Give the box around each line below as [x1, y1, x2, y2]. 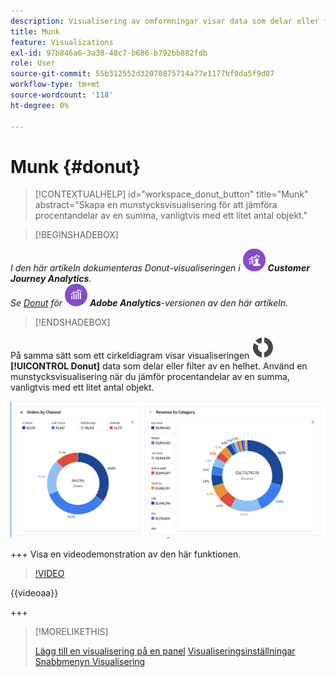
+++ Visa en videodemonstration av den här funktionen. [10, 548, 242, 560]
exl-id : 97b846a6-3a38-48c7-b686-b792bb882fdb [10, 48, 208, 58]
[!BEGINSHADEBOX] [34, 229, 119, 241]
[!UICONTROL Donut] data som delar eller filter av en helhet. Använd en [10, 360, 308, 372]
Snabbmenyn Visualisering [34, 656, 146, 668]
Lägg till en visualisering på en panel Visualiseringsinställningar [34, 645, 296, 657]
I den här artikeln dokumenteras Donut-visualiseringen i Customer [10, 262, 310, 274]
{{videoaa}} [10, 587, 59, 599]
